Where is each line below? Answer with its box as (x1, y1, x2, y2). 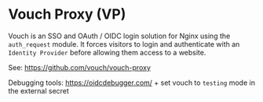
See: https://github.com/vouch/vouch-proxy (8, 62, 151, 72)
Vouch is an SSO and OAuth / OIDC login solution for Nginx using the (8, 31, 231, 40)
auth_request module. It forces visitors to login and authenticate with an (8, 39, 240, 48)
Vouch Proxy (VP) (8, 5, 126, 23)
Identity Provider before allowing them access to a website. (8, 47, 206, 57)
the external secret (8, 86, 69, 95)
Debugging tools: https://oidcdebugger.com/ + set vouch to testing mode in (8, 78, 255, 87)
